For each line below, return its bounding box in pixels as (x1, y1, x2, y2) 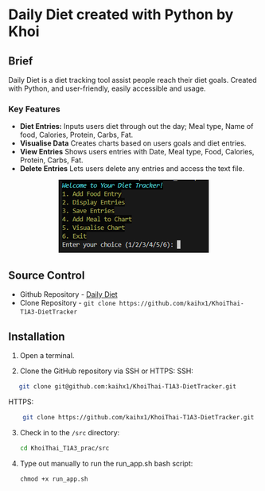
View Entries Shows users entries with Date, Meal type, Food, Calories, (19, 147, 255, 157)
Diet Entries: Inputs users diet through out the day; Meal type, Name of (19, 122, 254, 131)
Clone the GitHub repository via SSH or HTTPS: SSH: (19, 366, 193, 376)
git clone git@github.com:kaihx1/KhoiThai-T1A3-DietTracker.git (18, 382, 237, 391)
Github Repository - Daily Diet (19, 290, 118, 299)
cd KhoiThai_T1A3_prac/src (19, 444, 110, 452)
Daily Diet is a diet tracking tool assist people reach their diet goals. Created (8, 76, 257, 84)
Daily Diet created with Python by (8, 6, 234, 24)
